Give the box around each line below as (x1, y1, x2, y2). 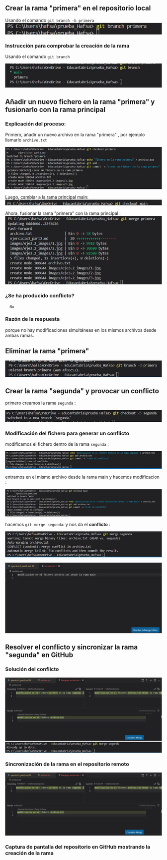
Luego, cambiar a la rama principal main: (5, 194, 88, 200)
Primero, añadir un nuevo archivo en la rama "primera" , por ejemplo (5, 131, 145, 137)
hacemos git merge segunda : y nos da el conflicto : (5, 521, 111, 527)
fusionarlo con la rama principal (5, 105, 106, 114)
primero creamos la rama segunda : (5, 400, 76, 406)
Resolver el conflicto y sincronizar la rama (5, 643, 138, 652)
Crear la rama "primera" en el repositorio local (5, 4, 151, 12)
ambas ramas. (5, 332, 34, 338)
